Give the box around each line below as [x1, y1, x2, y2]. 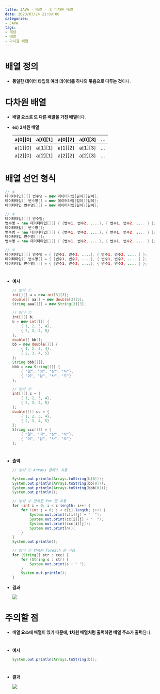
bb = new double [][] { [12, 342, 58, 347]
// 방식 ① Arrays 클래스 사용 [12, 467, 68, 473]
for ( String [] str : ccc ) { [12, 552, 69, 558]
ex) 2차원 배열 [12, 124, 40, 130]
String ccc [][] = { [12, 427, 52, 432]
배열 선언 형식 [5, 173, 56, 184]
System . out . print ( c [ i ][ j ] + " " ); [30, 512, 102, 517]
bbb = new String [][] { [12, 364, 61, 369]
